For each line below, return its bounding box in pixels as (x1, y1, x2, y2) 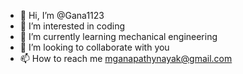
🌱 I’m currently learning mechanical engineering (19, 31, 218, 42)
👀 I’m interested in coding (19, 20, 126, 32)
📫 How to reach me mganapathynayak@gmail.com (19, 53, 233, 64)
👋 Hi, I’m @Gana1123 (19, 10, 105, 21)
